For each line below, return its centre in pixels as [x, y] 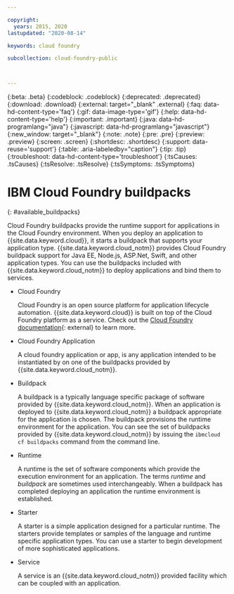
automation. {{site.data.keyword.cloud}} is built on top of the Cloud [115, 313]
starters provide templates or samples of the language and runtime [114, 534]
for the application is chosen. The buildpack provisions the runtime [114, 420]
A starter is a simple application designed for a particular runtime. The [119, 526]
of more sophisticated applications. [69, 548]
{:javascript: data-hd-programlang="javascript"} [140, 127]
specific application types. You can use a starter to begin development [120, 541]
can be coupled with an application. [69, 583]
